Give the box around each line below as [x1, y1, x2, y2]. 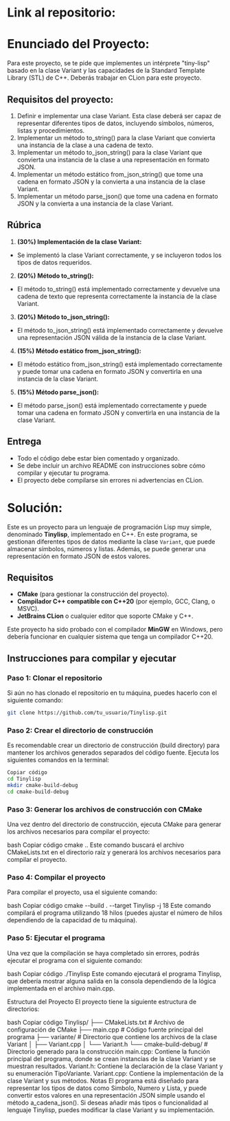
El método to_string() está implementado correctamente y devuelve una [16, 285, 220, 293]
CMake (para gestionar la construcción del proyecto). [16, 590, 170, 599]
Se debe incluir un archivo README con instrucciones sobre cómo [16, 461, 206, 469]
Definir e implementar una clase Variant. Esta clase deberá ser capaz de [16, 111, 222, 120]
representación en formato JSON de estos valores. [7, 552, 151, 560]
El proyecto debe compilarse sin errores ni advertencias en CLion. [16, 476, 204, 484]
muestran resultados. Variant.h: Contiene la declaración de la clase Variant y [7, 1062, 223, 1070]
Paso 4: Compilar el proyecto [7, 872, 106, 882]
